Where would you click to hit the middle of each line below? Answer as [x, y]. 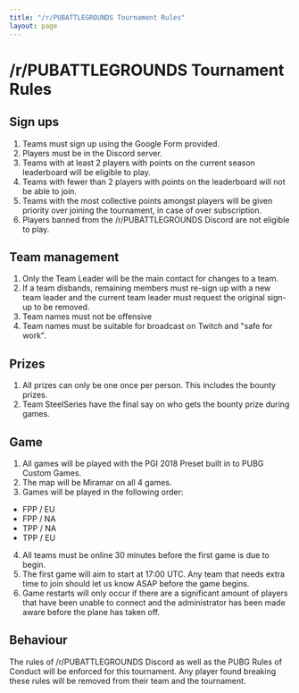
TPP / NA [39, 528]
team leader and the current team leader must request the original [143, 298]
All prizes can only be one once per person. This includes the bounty [149, 385]
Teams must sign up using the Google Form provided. [121, 143]
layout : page [33, 26]
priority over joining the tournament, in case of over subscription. [142, 210]
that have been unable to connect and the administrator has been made [154, 602]
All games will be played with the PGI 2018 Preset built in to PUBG [143, 463]
